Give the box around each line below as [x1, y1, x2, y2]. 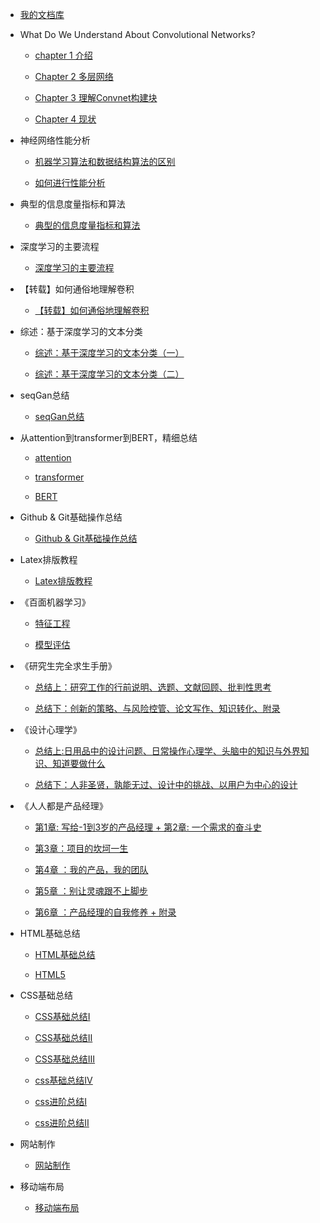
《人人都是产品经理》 [19, 800, 108, 812]
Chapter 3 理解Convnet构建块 [34, 92, 158, 103]
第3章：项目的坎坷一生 [34, 843, 129, 854]
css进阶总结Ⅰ [34, 1096, 88, 1107]
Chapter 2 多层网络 [34, 71, 114, 82]
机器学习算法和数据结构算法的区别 [34, 156, 176, 167]
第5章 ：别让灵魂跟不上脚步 [34, 885, 148, 897]
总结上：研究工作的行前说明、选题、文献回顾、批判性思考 [34, 681, 272, 693]
